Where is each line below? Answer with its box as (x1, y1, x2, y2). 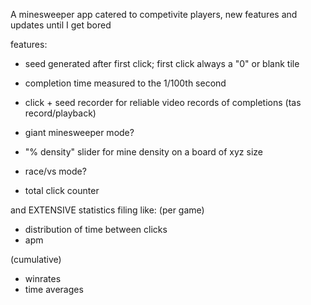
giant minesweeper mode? (24, 127, 135, 138)
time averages (24, 284, 84, 295)
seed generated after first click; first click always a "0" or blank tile (24, 58, 300, 69)
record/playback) (24, 107, 97, 119)
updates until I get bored (10, 19, 112, 31)
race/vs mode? (24, 165, 87, 177)
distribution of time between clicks (24, 224, 168, 235)
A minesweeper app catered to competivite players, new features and (10, 9, 298, 20)
